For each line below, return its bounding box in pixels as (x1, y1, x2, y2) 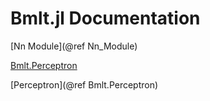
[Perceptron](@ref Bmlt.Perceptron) (10, 78, 159, 91)
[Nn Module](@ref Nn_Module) (10, 40, 138, 52)
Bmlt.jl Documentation (10, 7, 201, 30)
